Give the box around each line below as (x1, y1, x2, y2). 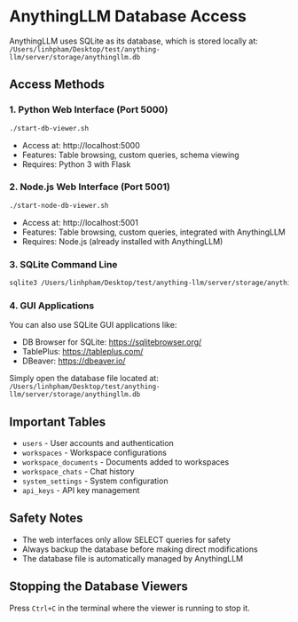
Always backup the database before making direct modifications (21, 544, 259, 554)
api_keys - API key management (21, 484, 140, 495)
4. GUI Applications (9, 299, 95, 312)
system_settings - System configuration (21, 475, 169, 486)
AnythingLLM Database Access (9, 6, 247, 27)
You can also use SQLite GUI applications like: (9, 320, 177, 331)
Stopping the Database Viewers (9, 579, 189, 594)
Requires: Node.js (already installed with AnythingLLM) (21, 235, 223, 246)
